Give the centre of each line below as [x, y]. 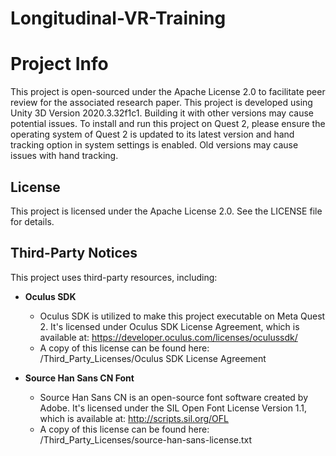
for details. [32, 221]
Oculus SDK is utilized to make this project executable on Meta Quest [182, 316]
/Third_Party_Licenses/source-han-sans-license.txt [146, 439]
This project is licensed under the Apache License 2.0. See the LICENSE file [166, 211]
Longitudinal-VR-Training [118, 18]
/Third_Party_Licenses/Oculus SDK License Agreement [153, 358]
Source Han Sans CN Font [79, 378]
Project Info [59, 64]
